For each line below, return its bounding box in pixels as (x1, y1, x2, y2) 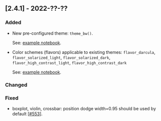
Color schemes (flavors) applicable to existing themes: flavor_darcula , (12, 49, 156, 55)
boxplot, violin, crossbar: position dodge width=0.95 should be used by (12, 105, 156, 111)
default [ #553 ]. (12, 111, 43, 117)
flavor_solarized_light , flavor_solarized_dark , (12, 54, 111, 60)
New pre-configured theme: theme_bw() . (12, 30, 93, 36)
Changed (5, 81, 28, 88)
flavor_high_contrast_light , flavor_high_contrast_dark (12, 59, 127, 66)
